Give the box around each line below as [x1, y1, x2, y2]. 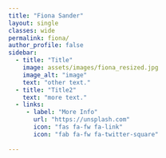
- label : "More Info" [26, 109, 98, 117]
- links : [15, 101, 45, 109]
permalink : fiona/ [8, 34, 69, 42]
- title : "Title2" [15, 85, 77, 94]
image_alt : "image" [22, 71, 88, 79]
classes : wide [8, 26, 56, 34]
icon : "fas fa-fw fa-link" [33, 123, 124, 131]
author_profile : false [8, 41, 84, 49]
